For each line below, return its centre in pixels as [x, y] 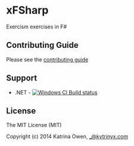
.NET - [23, 92]
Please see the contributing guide [47, 59]
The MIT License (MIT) [34, 125]
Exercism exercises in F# [36, 27]
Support [22, 78]
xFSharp [27, 10]
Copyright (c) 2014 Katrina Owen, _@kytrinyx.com [67, 137]
